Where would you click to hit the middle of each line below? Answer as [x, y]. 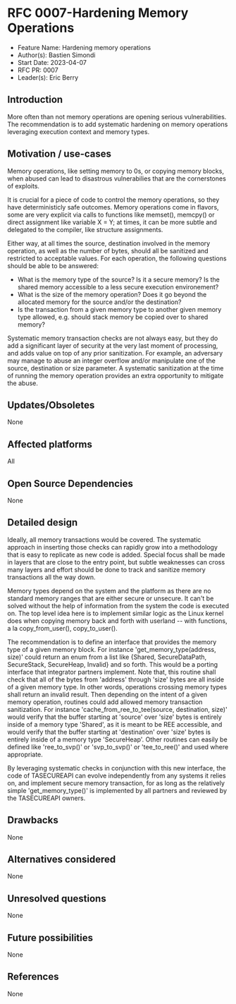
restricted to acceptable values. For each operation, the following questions [117, 258]
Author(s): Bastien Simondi [56, 55]
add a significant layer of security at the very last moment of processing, [113, 345]
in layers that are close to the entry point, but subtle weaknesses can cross [116, 562]
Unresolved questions [57, 899]
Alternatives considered [62, 860]
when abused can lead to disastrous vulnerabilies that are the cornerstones [117, 179]
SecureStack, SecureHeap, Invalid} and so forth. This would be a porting [113, 664]
